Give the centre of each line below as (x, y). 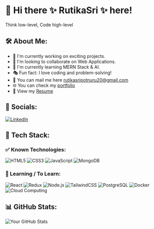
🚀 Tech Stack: (27, 135)
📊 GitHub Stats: (31, 207)
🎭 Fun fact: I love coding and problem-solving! (62, 73)
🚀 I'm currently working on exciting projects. (59, 56)
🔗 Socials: (21, 107)
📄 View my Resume (33, 91)
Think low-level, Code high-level (39, 24)
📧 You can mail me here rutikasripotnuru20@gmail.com (70, 80)
